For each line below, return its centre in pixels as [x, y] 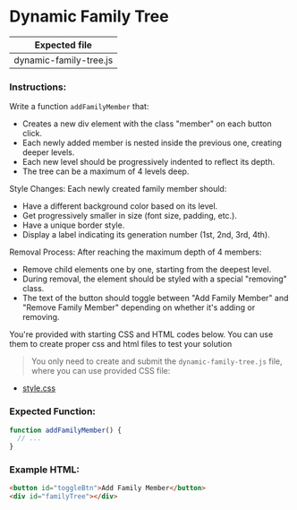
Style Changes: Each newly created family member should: [118, 189]
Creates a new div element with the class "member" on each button [147, 124]
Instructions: [38, 87]
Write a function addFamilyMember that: [79, 107]
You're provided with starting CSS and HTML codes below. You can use [141, 334]
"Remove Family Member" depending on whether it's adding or [139, 307]
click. [32, 134]
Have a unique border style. [73, 225]
